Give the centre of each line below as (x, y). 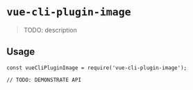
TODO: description (50, 30)
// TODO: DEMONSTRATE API (44, 80)
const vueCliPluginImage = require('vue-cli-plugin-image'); (97, 68)
